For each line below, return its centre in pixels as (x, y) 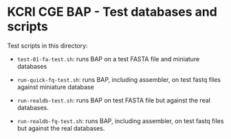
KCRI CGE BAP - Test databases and (112, 12)
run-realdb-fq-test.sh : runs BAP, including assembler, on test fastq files (120, 120)
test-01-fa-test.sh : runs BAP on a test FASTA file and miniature (108, 58)
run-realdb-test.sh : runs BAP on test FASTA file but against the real (114, 100)
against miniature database (55, 87)
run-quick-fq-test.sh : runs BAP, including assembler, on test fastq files (119, 79)
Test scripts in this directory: (47, 45)
